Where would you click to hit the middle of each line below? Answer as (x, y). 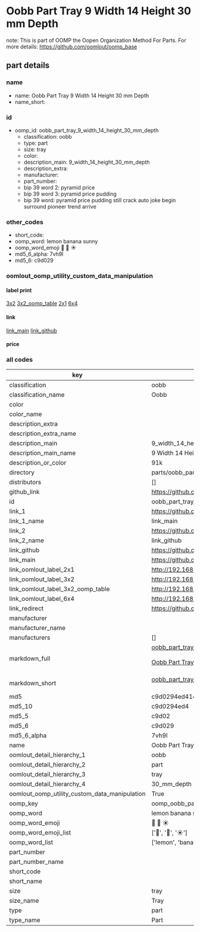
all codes (20, 360)
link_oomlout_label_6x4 (42, 599)
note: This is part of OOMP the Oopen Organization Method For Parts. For (96, 40)
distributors (25, 482)
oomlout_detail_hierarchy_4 (47, 784)
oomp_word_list (31, 842)
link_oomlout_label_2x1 (42, 570)
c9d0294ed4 (170, 707)
